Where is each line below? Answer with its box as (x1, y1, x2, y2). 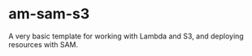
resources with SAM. (8, 39, 79, 49)
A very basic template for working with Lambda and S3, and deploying (8, 31, 244, 41)
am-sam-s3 (8, 5, 90, 23)
